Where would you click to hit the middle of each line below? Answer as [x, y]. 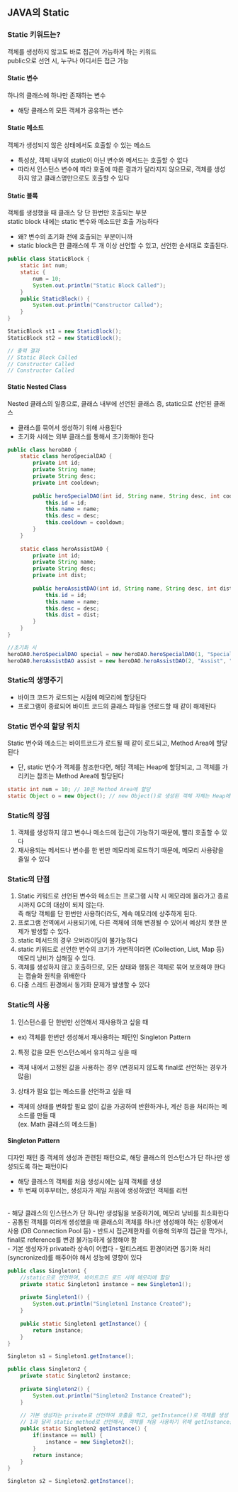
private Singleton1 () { [55, 1297]
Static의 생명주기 [35, 680]
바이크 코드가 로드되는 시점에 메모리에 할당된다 [82, 697]
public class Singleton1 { [47, 1271]
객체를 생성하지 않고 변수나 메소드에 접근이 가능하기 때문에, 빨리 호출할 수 [119, 832]
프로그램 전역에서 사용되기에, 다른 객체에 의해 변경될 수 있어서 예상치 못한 [119, 923]
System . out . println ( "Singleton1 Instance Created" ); [112, 1304]
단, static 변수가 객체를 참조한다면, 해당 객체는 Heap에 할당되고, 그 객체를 [119, 767]
